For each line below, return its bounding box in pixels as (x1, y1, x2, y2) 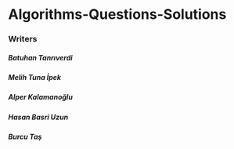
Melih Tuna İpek (8, 73, 61, 82)
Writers (8, 34, 38, 45)
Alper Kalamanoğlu (8, 93, 73, 102)
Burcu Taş (8, 132, 42, 142)
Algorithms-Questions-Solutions (8, 5, 227, 24)
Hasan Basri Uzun (8, 112, 69, 122)
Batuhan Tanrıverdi (8, 53, 73, 62)
